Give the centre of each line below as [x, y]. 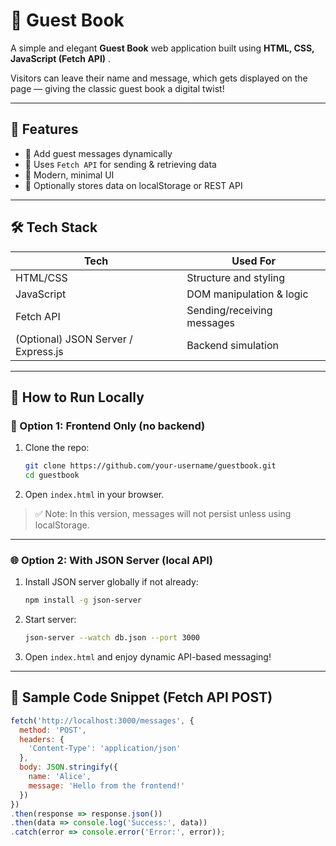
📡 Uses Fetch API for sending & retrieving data [120, 164]
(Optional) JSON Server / [74, 339]
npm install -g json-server [83, 600]
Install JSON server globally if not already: [111, 582]
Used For [254, 261]
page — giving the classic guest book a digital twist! [117, 88]
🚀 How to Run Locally [77, 397]
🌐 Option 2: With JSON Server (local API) [112, 560]
